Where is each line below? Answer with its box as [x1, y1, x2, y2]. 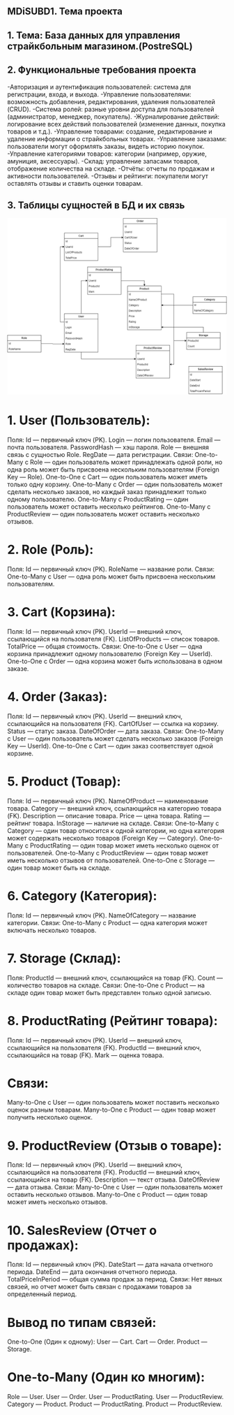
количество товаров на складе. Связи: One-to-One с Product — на [7, 981, 205, 989]
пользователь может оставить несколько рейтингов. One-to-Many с [7, 502, 211, 511]
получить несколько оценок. [7, 1113, 93, 1122]
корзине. [7, 749, 33, 757]
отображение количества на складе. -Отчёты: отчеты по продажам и [7, 164, 214, 173]
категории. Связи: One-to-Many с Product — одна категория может [7, 918, 208, 927]
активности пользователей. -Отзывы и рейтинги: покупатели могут [7, 171, 209, 180]
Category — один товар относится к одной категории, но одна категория [7, 826, 225, 834]
